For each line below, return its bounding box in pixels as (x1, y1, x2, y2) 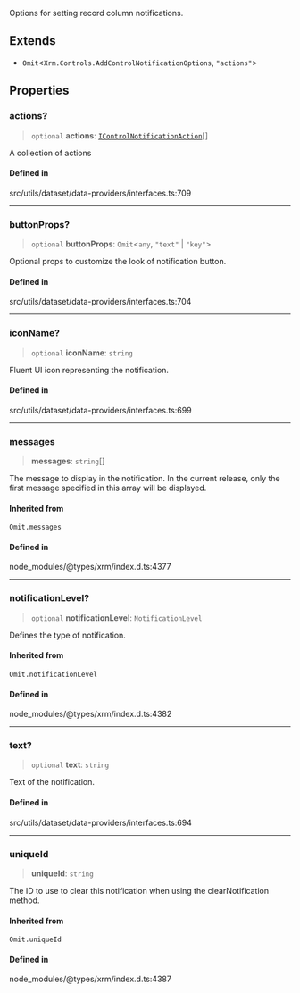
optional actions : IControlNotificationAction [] (30, 129, 208, 141)
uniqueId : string (30, 868, 94, 879)
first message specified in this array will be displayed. (9, 482, 207, 493)
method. (9, 895, 40, 905)
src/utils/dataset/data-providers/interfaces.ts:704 (9, 296, 192, 307)
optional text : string (30, 759, 110, 771)
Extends (9, 33, 56, 48)
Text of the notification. (9, 777, 96, 788)
